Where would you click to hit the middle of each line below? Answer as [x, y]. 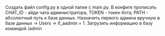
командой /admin [24, 28]
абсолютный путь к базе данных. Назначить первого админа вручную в [82, 18]
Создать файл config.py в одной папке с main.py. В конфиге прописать [81, 7]
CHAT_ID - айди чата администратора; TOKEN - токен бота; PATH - [77, 12]
